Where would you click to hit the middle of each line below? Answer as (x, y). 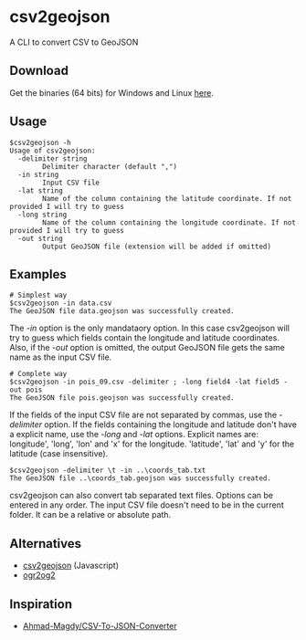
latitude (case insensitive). (59, 454)
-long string (42, 215)
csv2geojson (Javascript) (70, 566)
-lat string (41, 190)
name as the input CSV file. (61, 357)
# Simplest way (38, 295)
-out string (41, 238)
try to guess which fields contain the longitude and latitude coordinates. (145, 338)
